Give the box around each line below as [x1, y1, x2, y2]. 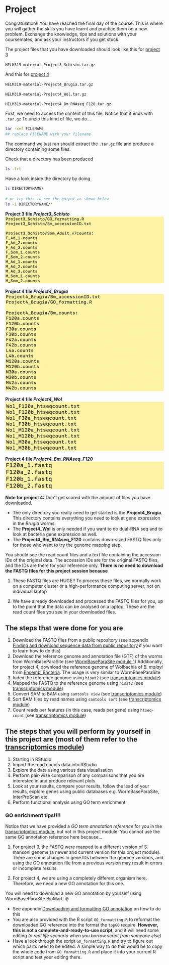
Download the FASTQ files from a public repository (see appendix [12, 637, 148, 643]
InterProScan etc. [12, 794, 49, 800]
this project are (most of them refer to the [5, 735, 137, 743]
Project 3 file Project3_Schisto [5, 211, 70, 217]
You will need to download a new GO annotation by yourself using [5, 890, 142, 896]
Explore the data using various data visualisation [12, 767, 113, 773]
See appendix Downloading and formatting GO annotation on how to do [12, 906, 161, 912]
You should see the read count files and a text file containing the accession [5, 552, 161, 558]
